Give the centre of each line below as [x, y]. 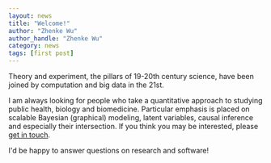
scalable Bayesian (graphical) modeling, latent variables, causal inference [131, 117]
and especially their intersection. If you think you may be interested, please [133, 126]
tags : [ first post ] [41, 53]
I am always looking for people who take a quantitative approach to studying [135, 100]
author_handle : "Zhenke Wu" [56, 38]
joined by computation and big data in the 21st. [86, 85]
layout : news [30, 16]
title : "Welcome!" [39, 23]
